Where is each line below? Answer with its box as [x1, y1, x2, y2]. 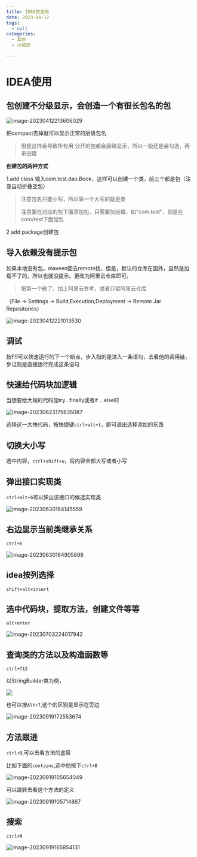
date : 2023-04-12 [6, 14, 50, 20]
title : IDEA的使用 [6, 8, 50, 15]
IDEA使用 [6, 76, 52, 89]
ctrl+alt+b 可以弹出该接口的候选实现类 [6, 493, 101, 500]
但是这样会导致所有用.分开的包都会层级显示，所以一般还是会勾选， [20, 142, 185, 149]
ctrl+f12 [6, 666, 28, 672]
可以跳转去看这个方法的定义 [6, 786, 75, 793]
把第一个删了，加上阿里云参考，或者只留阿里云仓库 [20, 285, 147, 292]
